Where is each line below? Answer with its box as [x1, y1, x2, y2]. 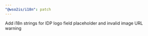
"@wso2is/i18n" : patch [5, 7, 51, 12]
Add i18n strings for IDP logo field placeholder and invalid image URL [5, 20, 143, 26]
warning [5, 25, 22, 31]
